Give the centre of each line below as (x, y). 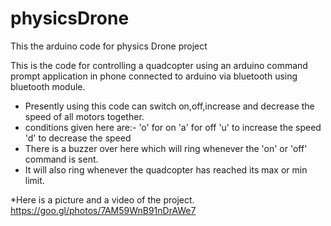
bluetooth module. (48, 86)
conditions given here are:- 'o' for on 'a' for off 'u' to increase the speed (173, 127)
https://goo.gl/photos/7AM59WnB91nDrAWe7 (103, 210)
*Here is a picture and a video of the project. (102, 199)
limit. (34, 180)
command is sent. (61, 159)
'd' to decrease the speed (78, 138)
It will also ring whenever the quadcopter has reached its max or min (166, 169)
